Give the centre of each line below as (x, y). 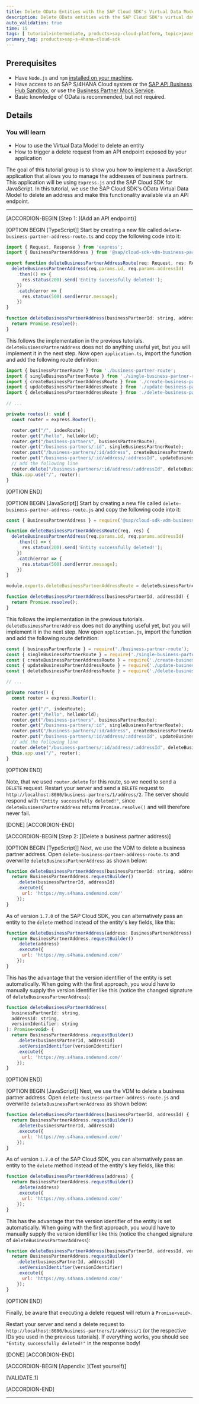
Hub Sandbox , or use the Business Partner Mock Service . (85, 90)
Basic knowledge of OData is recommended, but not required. (90, 96)
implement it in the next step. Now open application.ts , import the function (99, 353)
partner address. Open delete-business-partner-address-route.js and (93, 1098)
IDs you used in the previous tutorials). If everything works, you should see (97, 1337)
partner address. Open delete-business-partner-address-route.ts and (93, 854)
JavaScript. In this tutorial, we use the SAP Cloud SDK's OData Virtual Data (97, 189)
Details (19, 116)
